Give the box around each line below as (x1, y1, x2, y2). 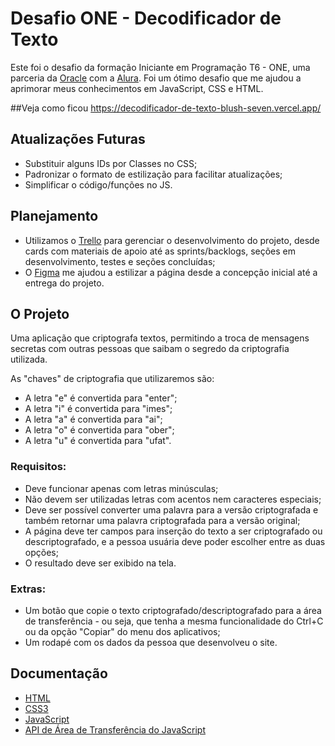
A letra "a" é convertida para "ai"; (24, 413, 163, 426)
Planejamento (10, 208, 99, 225)
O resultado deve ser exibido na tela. (24, 557, 177, 569)
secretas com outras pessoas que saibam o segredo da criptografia (10, 343, 290, 355)
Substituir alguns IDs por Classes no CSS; (24, 157, 198, 169)
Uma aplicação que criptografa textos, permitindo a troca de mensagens (10, 332, 310, 344)
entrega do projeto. (24, 277, 105, 289)
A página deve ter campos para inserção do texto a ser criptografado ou (24, 525, 323, 537)
